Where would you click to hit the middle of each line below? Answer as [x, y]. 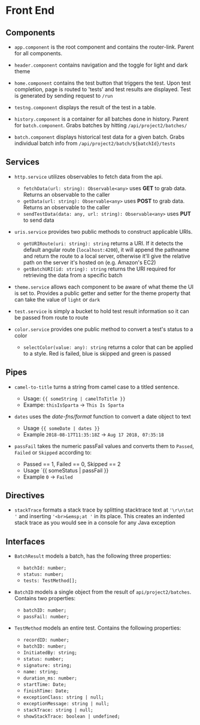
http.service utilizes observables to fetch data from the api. [88, 176]
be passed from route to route [51, 317]
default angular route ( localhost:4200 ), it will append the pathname [106, 249]
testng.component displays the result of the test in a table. [85, 107]
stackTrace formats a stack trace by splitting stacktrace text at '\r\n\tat [104, 510]
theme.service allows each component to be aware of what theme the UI [104, 287]
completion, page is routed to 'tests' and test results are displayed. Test [102, 89]
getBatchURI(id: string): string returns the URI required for [99, 269]
